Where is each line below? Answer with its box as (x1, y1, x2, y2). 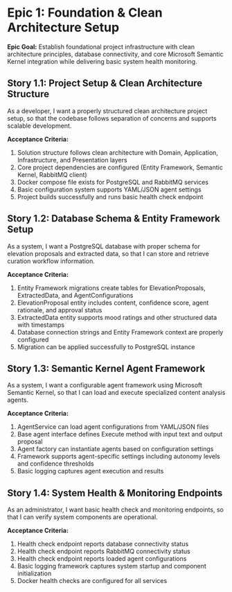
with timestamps (17, 321, 64, 329)
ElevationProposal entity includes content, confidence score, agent (17, 298, 209, 307)
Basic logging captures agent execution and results (17, 467, 164, 475)
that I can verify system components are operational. (7, 513, 158, 521)
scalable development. (7, 121, 72, 130)
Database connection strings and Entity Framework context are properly (17, 328, 224, 336)
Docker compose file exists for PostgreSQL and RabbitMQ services (17, 178, 209, 186)
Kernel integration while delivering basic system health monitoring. (7, 57, 197, 65)
